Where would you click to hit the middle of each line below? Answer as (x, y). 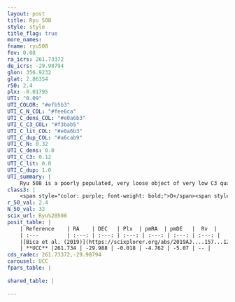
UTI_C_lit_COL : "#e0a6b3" (45, 131)
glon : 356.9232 (29, 72)
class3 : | (22, 190)
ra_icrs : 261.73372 (36, 60)
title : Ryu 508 (29, 20)
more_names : (24, 40)
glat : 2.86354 (28, 79)
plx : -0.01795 (28, 92)
